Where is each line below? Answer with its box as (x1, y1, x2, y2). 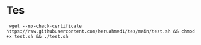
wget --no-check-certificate (8, 23, 82, 29)
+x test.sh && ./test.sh (6, 33, 69, 39)
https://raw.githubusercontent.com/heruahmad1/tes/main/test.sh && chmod (6, 28, 196, 34)
